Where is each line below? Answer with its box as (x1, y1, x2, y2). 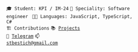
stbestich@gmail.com (6, 40, 59, 46)
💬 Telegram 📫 (6, 33, 41, 39)
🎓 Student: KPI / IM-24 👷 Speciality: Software (6, 5, 130, 11)
